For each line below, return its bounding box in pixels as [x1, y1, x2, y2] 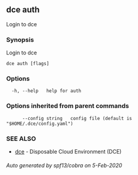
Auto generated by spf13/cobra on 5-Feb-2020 [6, 161, 122, 169]
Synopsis [6, 35, 34, 44]
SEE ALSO [6, 134, 36, 143]
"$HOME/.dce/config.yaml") [6, 121, 73, 127]
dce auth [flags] [6, 61, 50, 67]
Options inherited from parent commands [6, 102, 130, 110]
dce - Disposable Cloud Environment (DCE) [14, 148, 122, 155]
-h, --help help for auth [11, 88, 82, 94]
